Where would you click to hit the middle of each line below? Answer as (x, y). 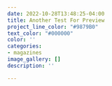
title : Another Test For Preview (56, 20)
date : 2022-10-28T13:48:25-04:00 (56, 14)
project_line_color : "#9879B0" (53, 27)
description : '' (31, 66)
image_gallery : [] (34, 59)
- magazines (24, 53)
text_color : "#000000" (40, 33)
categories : (24, 46)
